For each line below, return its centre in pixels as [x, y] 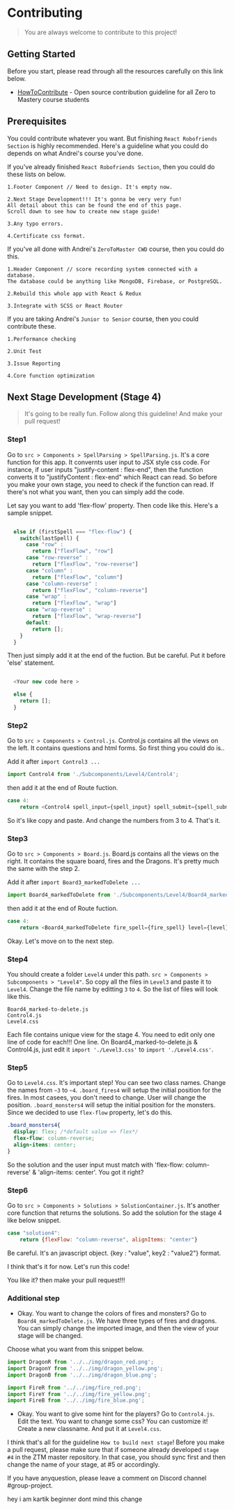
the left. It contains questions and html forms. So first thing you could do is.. [116, 748]
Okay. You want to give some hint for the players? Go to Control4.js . [116, 1414]
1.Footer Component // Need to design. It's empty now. [90, 187]
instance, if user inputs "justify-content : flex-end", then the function [105, 469]
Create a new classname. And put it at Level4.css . [89, 1429]
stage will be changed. [50, 1336]
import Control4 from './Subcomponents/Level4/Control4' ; [93, 775]
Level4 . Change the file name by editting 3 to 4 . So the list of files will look [112, 989]
